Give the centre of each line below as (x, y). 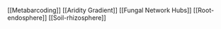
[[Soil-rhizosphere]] (77, 18)
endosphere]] (27, 18)
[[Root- (204, 10)
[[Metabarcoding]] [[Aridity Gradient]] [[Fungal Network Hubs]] (100, 10)
